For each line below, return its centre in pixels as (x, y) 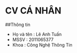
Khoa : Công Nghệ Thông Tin (42, 44)
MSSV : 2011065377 (33, 39)
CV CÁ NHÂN (33, 11)
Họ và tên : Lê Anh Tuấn (37, 34)
